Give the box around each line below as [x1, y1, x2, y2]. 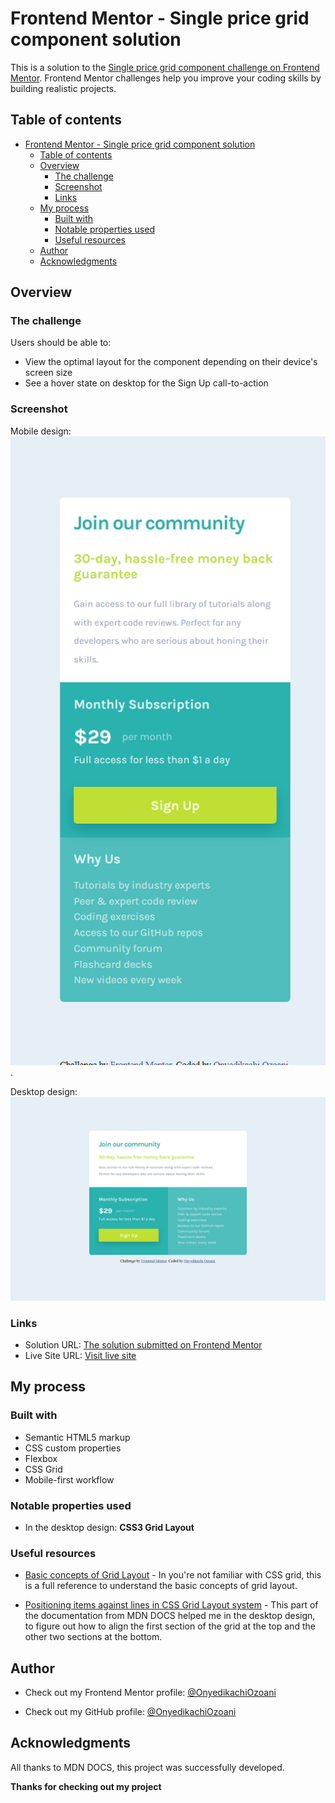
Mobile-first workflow [24, 1473, 115, 1486]
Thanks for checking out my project [10, 1780, 162, 1792]
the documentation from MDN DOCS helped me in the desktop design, [24, 1610, 316, 1622]
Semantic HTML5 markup [24, 1431, 131, 1443]
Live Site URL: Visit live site [24, 1349, 137, 1361]
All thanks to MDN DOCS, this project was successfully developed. [10, 1761, 285, 1773]
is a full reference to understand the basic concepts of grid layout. [24, 1580, 298, 1592]
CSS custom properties [24, 1442, 122, 1454]
